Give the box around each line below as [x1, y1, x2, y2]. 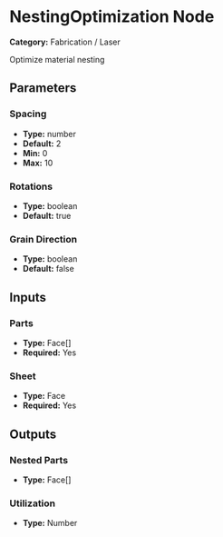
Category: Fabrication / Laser [9, 36, 121, 47]
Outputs [9, 426, 57, 442]
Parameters [9, 80, 77, 96]
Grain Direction [9, 233, 78, 245]
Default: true [22, 210, 72, 221]
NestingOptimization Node [9, 6, 215, 27]
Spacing [9, 107, 47, 120]
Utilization [9, 497, 56, 510]
